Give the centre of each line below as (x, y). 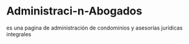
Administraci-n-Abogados (74, 11)
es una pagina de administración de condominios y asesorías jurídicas (94, 28)
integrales (19, 34)
